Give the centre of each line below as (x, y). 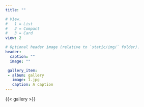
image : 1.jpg (26, 80)
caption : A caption (33, 85)
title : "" (16, 10)
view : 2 (13, 38)
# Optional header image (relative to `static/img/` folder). (73, 47)
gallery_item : (22, 70)
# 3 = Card (19, 33)
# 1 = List (19, 24)
